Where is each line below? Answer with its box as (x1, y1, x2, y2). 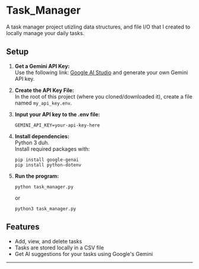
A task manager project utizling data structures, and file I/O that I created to (6, 23, 191, 30)
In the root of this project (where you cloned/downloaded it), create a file (14, 93, 192, 100)
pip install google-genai (14, 157, 79, 163)
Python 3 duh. (14, 139, 50, 146)
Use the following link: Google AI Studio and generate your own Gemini (14, 69, 188, 76)
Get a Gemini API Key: (14, 62, 70, 69)
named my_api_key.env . (14, 99, 72, 106)
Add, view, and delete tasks (14, 238, 82, 245)
